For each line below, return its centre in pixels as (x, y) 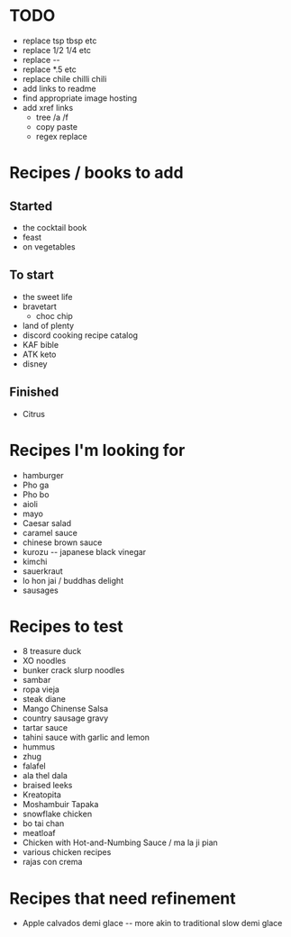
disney (35, 364)
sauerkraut (42, 571)
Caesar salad (47, 523)
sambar (36, 680)
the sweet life (47, 296)
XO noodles (44, 661)
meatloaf (39, 833)
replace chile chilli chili (64, 78)
